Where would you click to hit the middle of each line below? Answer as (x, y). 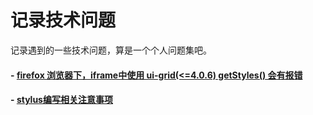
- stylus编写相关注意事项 (61, 100)
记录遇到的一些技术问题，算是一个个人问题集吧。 (111, 50)
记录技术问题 (63, 20)
